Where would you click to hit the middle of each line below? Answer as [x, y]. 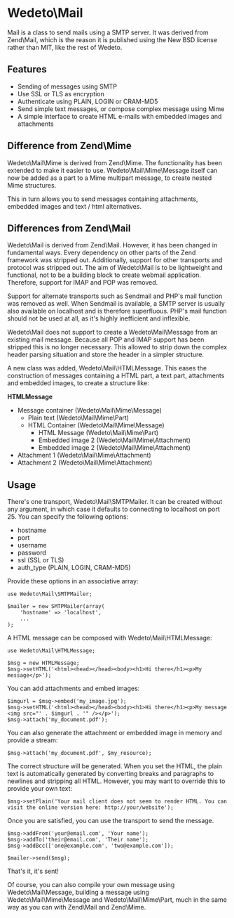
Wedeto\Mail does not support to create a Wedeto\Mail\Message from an [113, 332]
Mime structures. [32, 185]
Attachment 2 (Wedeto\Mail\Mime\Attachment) [85, 463]
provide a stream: [33, 740]
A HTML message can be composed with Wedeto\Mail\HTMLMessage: [110, 638]
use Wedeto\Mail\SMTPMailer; [50, 594]
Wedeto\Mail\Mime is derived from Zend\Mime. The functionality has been [115, 162]
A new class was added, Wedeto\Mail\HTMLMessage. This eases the [107, 368]
